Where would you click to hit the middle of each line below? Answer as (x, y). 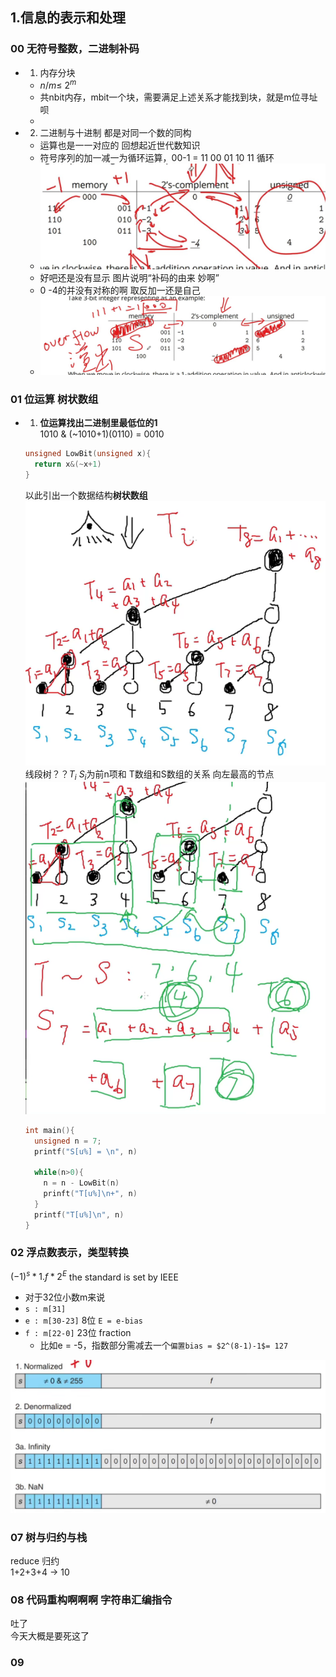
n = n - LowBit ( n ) (81, 1183)
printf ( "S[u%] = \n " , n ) (86, 1151)
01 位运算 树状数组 (54, 399)
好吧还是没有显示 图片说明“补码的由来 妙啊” (129, 278)
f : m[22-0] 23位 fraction (78, 1333)
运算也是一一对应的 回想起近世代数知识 (120, 145)
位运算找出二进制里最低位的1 (98, 423)
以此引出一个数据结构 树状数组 (86, 495)
